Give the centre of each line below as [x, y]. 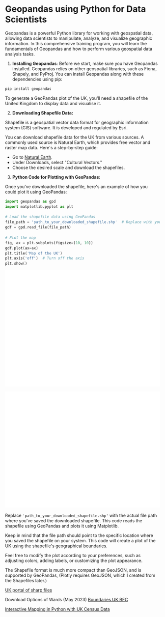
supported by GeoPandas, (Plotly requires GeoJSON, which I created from [80, 575]
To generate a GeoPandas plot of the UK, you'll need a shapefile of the [77, 98]
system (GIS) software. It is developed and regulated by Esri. [66, 127]
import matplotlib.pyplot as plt [39, 207]
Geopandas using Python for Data [76, 9]
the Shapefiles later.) [26, 581]
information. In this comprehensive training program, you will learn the [76, 43]
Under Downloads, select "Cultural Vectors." [57, 162]
